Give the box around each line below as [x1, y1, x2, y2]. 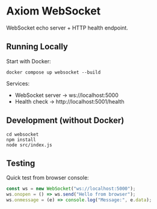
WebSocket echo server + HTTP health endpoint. [6, 24, 128, 31]
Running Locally [6, 42, 68, 52]
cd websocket [6, 131, 39, 137]
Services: [6, 80, 30, 87]
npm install [6, 137, 36, 143]
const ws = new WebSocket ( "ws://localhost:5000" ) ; [6, 186, 136, 192]
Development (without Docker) [6, 116, 125, 126]
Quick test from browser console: [6, 174, 89, 181]
